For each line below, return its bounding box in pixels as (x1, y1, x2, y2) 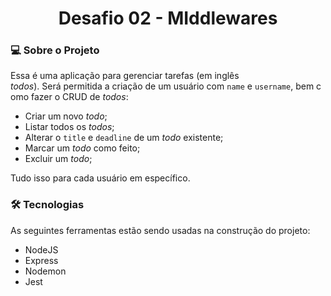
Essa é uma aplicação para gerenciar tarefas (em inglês (10, 70, 240, 82)
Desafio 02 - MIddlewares (58, 7, 278, 30)
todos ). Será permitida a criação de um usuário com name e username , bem (10, 80, 315, 92)
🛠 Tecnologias (10, 198, 85, 212)
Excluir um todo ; (24, 153, 93, 165)
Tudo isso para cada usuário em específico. (10, 172, 191, 184)
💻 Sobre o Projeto (10, 43, 100, 57)
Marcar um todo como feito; (24, 142, 141, 154)
